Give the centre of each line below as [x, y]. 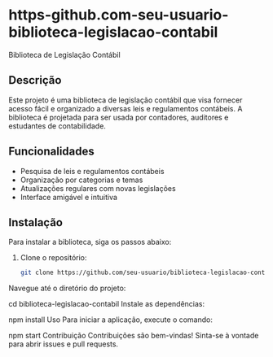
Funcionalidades [52, 152]
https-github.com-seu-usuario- [119, 15]
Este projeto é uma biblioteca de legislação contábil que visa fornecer [125, 100]
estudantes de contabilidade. [57, 126]
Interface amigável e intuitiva [69, 197]
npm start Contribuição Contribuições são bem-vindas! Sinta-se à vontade [134, 336]
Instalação [36, 222]
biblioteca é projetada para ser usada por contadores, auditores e [119, 117]
